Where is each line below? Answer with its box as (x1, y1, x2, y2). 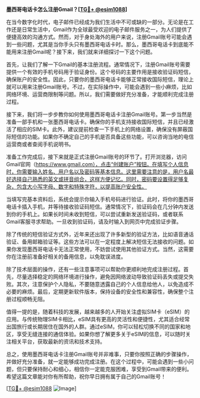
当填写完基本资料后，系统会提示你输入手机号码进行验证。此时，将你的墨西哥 (6, 196, 194, 203)
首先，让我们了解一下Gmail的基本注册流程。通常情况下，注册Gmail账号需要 (6, 61, 190, 68)
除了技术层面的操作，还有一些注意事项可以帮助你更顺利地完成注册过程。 (6, 266, 183, 273)
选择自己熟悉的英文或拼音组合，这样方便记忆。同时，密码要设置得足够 (11, 176, 183, 182)
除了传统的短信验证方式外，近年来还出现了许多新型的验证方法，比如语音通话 (6, 231, 194, 238)
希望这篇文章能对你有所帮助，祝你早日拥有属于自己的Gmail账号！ (6, 373, 167, 380)
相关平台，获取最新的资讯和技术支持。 (11, 338, 105, 345)
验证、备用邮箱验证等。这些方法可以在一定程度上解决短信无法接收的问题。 (6, 238, 189, 245)
